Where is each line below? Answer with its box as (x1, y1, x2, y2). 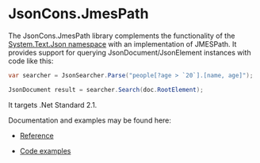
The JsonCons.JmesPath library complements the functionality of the (8, 31, 235, 40)
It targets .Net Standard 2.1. (8, 100, 97, 109)
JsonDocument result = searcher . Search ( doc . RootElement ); (8, 85, 204, 93)
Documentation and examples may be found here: (8, 116, 172, 125)
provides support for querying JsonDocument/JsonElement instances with (8, 47, 251, 57)
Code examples (19, 146, 71, 155)
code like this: (8, 56, 54, 66)
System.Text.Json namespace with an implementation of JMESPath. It (8, 39, 237, 48)
